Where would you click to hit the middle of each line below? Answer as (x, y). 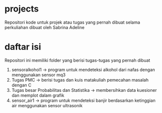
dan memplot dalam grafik (38, 95)
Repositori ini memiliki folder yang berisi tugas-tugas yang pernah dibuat (77, 60)
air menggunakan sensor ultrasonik (47, 105)
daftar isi (23, 47)
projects (22, 9)
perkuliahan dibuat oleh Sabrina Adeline (45, 27)
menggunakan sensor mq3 (39, 75)
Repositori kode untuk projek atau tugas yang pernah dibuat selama (72, 22)
